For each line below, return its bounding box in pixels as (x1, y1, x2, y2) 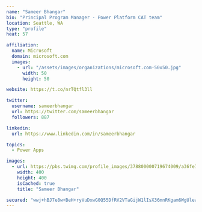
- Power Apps (11, 147, 44, 154)
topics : (6, 142, 26, 148)
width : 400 (17, 169, 44, 175)
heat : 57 (6, 31, 28, 37)
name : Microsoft (11, 48, 52, 54)
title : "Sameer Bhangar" (17, 186, 79, 192)
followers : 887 (11, 114, 50, 120)
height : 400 (17, 175, 47, 181)
